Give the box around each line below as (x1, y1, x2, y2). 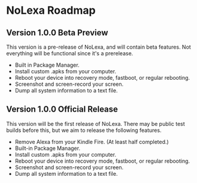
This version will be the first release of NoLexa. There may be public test (6, 120, 186, 127)
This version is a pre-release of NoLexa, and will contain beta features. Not (6, 43, 192, 50)
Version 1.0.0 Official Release (6, 104, 119, 115)
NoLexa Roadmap (6, 4, 96, 17)
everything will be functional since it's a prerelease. (6, 50, 134, 57)
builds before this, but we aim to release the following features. (6, 127, 162, 134)
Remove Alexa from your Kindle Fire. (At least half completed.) (14, 138, 169, 145)
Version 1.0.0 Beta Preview (6, 28, 108, 38)
